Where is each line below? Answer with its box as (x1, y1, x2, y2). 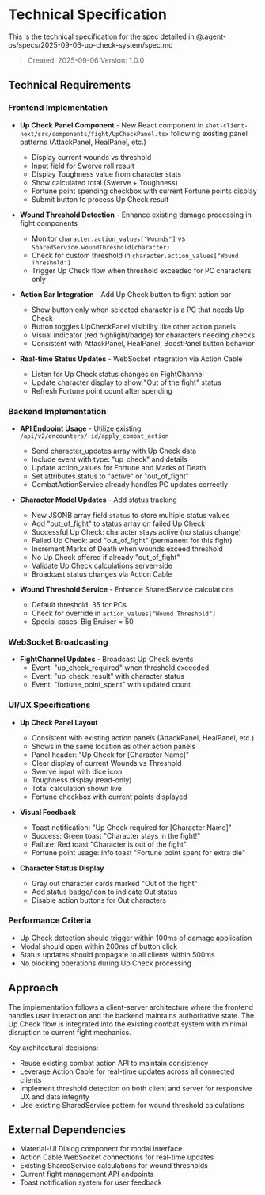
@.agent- (195, 32, 227, 41)
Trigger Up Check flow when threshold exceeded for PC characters (31, 265, 252, 275)
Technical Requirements (8, 78, 131, 92)
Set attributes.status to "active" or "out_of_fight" (31, 471, 190, 481)
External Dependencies (8, 1123, 127, 1137)
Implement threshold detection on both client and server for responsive (19, 1083, 252, 1093)
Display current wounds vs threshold (31, 152, 152, 162)
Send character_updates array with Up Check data (31, 446, 197, 455)
